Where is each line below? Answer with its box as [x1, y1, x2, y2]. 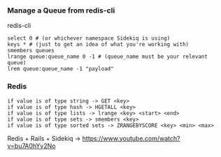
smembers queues [7, 47, 55, 54]
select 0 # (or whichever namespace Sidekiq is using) [7, 35, 171, 42]
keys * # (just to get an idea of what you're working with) [7, 41, 190, 48]
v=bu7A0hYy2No [7, 142, 56, 150]
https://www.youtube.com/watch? [82, 134, 180, 142]
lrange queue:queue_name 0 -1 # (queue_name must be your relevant [7, 53, 208, 61]
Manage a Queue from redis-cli [7, 6, 115, 15]
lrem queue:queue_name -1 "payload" [7, 66, 114, 73]
